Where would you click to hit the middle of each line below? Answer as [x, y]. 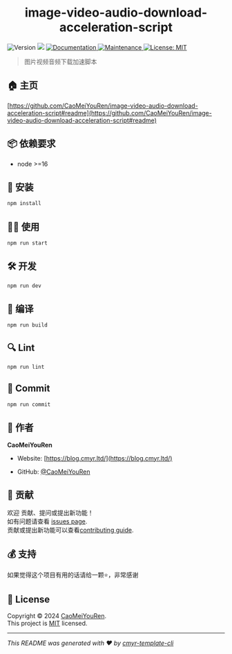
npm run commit [29, 404]
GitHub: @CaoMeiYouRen [54, 472]
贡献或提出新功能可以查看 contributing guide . [70, 530]
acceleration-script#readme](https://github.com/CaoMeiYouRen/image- [109, 113]
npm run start [28, 243]
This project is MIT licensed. [47, 623]
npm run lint [26, 367]
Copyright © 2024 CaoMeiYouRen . [57, 615]
